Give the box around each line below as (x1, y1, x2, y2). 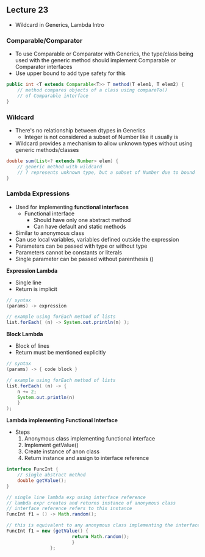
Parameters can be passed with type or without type (15, 242, 148, 250)
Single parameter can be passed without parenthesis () (15, 255, 154, 262)
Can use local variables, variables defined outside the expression (15, 235, 179, 243)
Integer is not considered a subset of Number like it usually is (24, 133, 179, 140)
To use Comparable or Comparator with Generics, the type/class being (15, 50, 193, 57)
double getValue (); (17, 477, 67, 484)
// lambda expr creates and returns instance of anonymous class (6, 500, 176, 506)
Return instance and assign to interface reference (24, 455, 149, 462)
